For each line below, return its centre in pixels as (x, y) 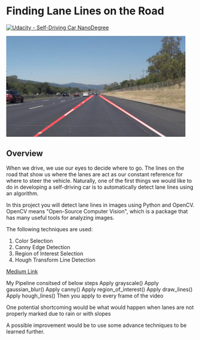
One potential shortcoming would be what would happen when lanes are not (100, 307)
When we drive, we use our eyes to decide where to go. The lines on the (95, 168)
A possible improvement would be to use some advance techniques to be (96, 325)
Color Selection (34, 241)
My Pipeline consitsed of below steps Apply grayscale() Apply (83, 283)
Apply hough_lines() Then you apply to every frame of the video (85, 295)
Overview (25, 154)
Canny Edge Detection (42, 247)
